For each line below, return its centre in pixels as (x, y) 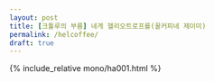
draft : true (32, 43)
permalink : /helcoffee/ (54, 34)
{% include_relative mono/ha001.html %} (85, 68)
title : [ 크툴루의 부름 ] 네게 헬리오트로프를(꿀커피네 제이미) (108, 26)
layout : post (34, 18)
